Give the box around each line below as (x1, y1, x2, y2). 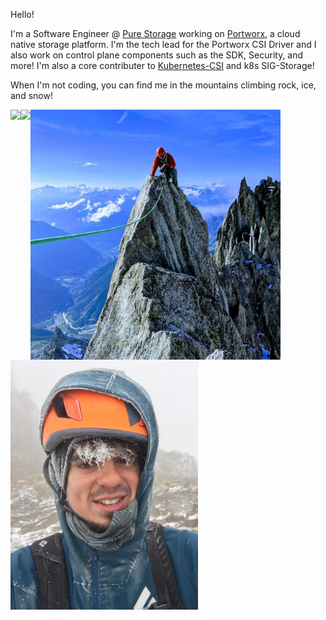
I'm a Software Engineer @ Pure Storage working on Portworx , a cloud (10, 28, 301, 39)
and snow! (10, 90, 53, 101)
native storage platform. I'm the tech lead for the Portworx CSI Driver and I (10, 39, 317, 50)
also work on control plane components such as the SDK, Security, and (10, 49, 304, 61)
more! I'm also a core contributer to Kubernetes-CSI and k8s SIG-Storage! (10, 60, 315, 71)
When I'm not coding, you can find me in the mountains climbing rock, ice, (10, 79, 317, 91)
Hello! (10, 9, 35, 20)
